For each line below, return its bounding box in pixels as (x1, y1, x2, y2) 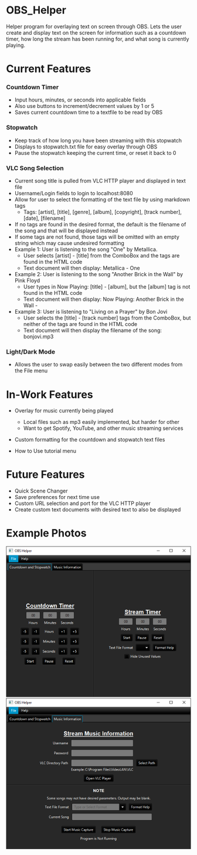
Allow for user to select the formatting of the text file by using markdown (14, 196, 191, 203)
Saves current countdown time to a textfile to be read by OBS (14, 109, 163, 116)
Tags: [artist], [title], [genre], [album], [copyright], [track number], (23, 209, 182, 216)
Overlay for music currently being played (14, 407, 114, 414)
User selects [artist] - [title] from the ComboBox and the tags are (23, 252, 180, 259)
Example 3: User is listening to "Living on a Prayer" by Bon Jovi (14, 308, 168, 315)
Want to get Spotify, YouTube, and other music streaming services (23, 425, 184, 432)
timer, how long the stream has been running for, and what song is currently (6, 35, 189, 42)
